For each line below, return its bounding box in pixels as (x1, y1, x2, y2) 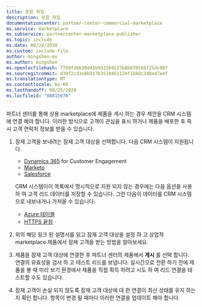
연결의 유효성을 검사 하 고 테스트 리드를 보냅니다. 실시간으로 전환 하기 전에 (14, 258, 188, 265)
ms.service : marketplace (6, 25, 69, 32)
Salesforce (23, 170, 51, 178)
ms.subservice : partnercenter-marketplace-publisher (6, 31, 141, 37)
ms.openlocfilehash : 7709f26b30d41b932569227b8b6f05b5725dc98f (6, 64, 168, 71)
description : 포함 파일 (6, 14, 61, 20)
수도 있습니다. (31, 273, 64, 281)
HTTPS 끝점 (23, 218, 53, 225)
